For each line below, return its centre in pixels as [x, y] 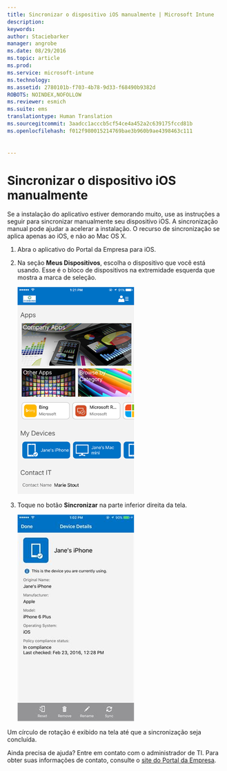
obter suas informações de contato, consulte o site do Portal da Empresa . [112, 760]
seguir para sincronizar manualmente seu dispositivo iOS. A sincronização [113, 221]
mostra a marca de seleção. [57, 278]
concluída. [22, 740]
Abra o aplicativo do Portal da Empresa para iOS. [87, 250]
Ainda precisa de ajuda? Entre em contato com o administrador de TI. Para [113, 753]
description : [26, 22]
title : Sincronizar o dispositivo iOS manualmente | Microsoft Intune [111, 14]
